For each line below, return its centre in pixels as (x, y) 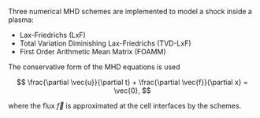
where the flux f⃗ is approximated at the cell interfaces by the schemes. (125, 106)
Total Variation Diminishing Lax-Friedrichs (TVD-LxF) (105, 43)
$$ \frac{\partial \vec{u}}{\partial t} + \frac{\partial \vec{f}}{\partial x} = (132, 82)
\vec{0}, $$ (132, 90)
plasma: (21, 20)
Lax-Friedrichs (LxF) (53, 35)
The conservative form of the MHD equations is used (94, 67)
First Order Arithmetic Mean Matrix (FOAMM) (93, 52)
